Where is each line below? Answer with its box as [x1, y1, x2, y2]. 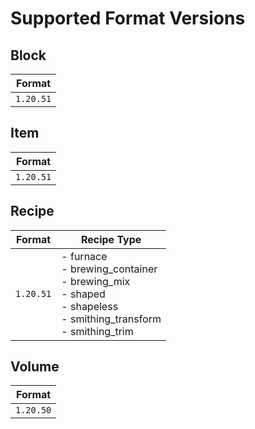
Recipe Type [80, 232, 142, 246]
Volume [10, 358, 60, 376]
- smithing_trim [61, 324, 134, 338]
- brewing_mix [61, 274, 131, 288]
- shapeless [61, 299, 119, 313]
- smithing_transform [61, 312, 162, 326]
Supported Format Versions [10, 7, 246, 30]
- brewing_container [61, 262, 158, 276]
